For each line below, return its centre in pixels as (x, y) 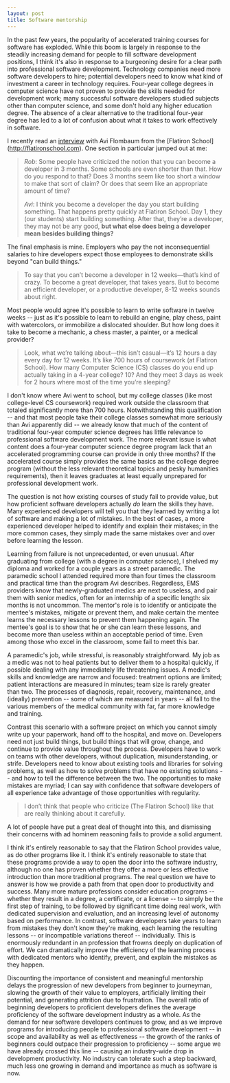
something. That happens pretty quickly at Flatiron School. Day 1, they (123, 212)
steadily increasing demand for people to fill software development (102, 54)
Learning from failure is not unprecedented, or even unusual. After (101, 554)
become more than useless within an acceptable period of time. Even (105, 634)
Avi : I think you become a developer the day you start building (111, 204)
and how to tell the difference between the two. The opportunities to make (116, 778)
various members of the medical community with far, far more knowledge (111, 706)
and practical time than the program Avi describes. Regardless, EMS (104, 583)
